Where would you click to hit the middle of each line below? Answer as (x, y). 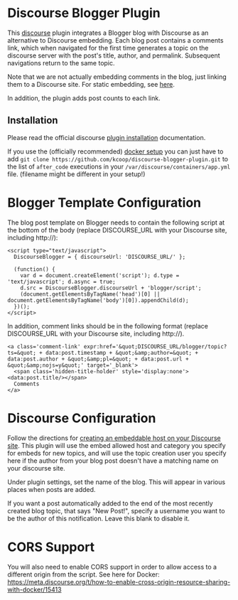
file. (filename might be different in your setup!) (76, 174)
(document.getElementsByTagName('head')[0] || (90, 294)
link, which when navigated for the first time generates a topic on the (108, 48)
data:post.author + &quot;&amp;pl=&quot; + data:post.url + (98, 359)
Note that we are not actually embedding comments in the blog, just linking (117, 77)
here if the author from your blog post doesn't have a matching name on (113, 461)
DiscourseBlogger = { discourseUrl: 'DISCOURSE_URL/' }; (100, 257)
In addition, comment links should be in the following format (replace (108, 326)
